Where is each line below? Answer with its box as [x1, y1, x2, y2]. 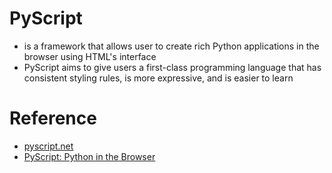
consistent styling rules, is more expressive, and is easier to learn [23, 72, 294, 84]
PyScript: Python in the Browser [23, 150, 156, 162]
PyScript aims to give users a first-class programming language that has [23, 61, 322, 73]
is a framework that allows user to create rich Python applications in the [23, 40, 320, 52]
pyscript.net [23, 140, 74, 152]
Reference [9, 107, 97, 130]
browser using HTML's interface [23, 50, 157, 62]
